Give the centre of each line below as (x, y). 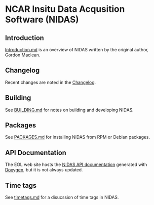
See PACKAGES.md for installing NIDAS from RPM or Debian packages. (77, 137)
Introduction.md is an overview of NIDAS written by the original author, (77, 50)
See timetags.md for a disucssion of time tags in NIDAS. (62, 197)
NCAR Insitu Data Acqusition (65, 9)
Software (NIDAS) (42, 20)
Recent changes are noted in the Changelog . (51, 82)
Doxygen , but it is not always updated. (44, 170)
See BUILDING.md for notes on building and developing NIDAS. (70, 110)
